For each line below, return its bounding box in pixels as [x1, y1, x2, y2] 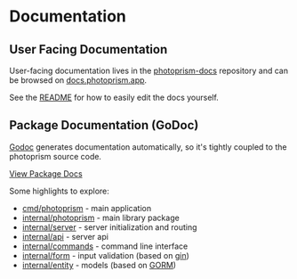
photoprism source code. [9, 151, 102, 161]
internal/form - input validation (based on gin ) [21, 250, 189, 260]
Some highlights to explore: [9, 185, 109, 196]
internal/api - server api [21, 231, 109, 242]
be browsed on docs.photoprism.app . [9, 75, 148, 86]
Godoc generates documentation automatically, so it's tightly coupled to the [9, 141, 287, 152]
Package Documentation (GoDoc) [9, 118, 199, 133]
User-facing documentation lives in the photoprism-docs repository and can [9, 65, 289, 76]
